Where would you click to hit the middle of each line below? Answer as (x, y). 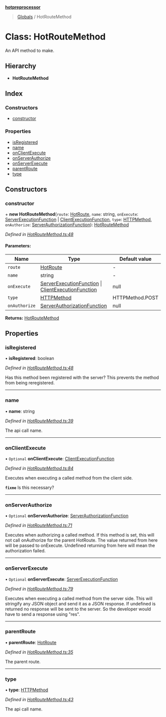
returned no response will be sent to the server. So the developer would (78, 609)
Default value (135, 259)
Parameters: (18, 246)
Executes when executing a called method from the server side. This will (79, 598)
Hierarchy (21, 66)
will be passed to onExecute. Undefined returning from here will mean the (80, 545)
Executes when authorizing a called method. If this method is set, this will (80, 535)
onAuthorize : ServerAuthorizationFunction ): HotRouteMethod (67, 225)
